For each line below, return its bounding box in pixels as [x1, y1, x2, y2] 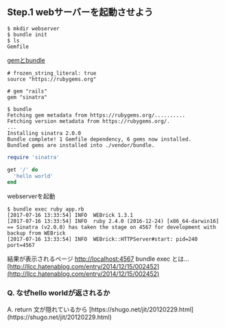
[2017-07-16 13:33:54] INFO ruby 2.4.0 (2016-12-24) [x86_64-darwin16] [7, 218, 220, 225]
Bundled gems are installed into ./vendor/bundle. [7, 141, 155, 149]
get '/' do [7, 166, 38, 173]
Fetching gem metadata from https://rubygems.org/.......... [7, 112, 186, 119]
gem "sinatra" [7, 93, 48, 101]
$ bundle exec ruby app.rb [7, 206, 84, 213]
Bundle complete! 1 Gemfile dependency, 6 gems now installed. [7, 136, 192, 143]
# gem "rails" [7, 88, 48, 95]
